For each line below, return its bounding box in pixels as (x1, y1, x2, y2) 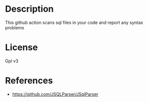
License (5, 42, 38, 53)
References (5, 75, 53, 86)
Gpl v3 (5, 58, 19, 64)
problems (5, 24, 25, 30)
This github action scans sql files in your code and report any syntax (5, 20, 144, 25)
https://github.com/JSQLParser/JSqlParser (12, 91, 99, 97)
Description (5, 3, 54, 15)
